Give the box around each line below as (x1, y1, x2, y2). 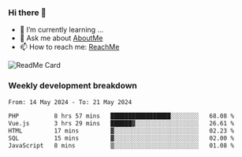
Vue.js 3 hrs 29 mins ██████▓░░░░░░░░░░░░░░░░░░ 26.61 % (8, 120, 235, 128)
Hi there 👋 (8, 7, 47, 18)
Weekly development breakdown (8, 80, 138, 92)
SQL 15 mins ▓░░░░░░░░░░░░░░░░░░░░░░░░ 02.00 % (8, 134, 235, 143)
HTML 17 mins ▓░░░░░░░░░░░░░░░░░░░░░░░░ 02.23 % (8, 127, 235, 135)
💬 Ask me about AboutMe (19, 33, 103, 43)
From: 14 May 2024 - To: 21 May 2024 (8, 98, 132, 106)
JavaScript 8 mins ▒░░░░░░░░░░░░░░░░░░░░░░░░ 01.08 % (8, 141, 235, 149)
